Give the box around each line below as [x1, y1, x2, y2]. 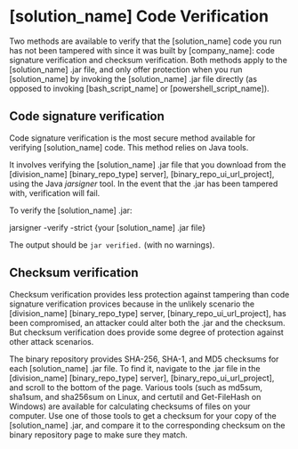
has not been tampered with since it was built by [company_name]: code [9, 45, 276, 55]
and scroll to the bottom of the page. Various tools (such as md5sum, [9, 381, 263, 393]
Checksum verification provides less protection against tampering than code [9, 289, 290, 299]
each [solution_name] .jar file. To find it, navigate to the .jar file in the [9, 363, 261, 373]
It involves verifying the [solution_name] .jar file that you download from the [9, 159, 286, 170]
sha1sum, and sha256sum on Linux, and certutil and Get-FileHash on [9, 391, 262, 402]
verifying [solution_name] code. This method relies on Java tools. [9, 142, 249, 152]
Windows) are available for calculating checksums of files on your [9, 401, 251, 412]
